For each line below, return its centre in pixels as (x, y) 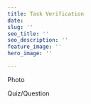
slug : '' (20, 27)
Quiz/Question (28, 93)
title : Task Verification (45, 14)
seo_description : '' (38, 40)
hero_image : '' (30, 54)
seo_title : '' (28, 34)
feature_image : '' (34, 47)
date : (15, 21)
